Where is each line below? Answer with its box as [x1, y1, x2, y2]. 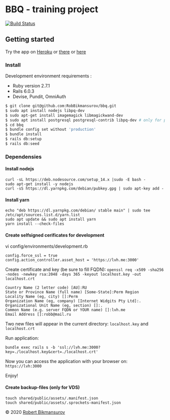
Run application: [5, 335, 39, 341]
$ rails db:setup [5, 136, 42, 142]
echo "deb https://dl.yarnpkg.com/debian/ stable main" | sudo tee [5, 208, 151, 213]
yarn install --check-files [5, 221, 65, 227]
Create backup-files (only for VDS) [5, 384, 80, 391]
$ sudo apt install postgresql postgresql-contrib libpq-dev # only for [5, 117, 162, 123]
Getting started [5, 35, 55, 44]
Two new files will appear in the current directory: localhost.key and [5, 321, 149, 327]
